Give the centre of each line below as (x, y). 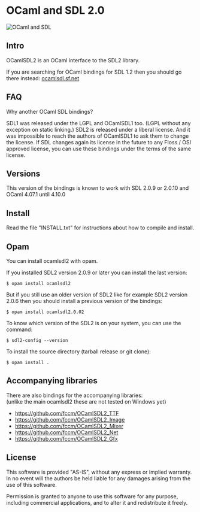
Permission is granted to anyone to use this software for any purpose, (92, 496)
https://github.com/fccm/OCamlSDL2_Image (70, 419)
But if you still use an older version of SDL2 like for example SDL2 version (97, 295)
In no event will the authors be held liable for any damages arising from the (99, 478)
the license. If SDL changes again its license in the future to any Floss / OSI (99, 142)
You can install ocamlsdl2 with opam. (52, 261)
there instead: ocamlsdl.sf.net (43, 78)
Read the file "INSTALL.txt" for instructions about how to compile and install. (100, 228)
